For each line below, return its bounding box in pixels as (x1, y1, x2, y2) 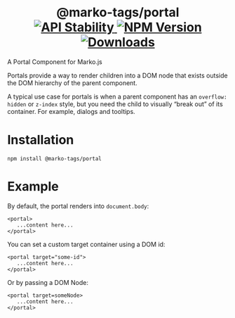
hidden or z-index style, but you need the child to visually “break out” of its (7, 99, 223, 108)
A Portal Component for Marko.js (7, 57, 103, 66)
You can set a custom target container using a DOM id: (7, 240, 166, 248)
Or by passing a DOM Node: (7, 278, 89, 286)
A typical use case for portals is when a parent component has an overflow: (7, 92, 227, 101)
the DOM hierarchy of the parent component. (7, 78, 138, 87)
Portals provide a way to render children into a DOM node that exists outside (7, 71, 228, 79)
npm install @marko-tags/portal (7, 155, 102, 162)
